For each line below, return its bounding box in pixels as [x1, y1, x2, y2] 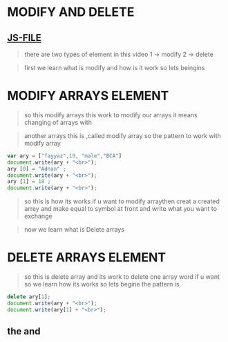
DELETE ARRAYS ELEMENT [7, 250, 167, 266]
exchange [23, 212, 53, 221]
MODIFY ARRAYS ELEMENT [7, 88, 169, 104]
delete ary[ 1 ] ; [7, 293, 51, 300]
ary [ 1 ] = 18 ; [7, 178, 51, 185]
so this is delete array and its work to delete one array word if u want [23, 273, 220, 281]
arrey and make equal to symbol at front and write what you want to [23, 205, 218, 213]
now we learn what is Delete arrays [23, 225, 124, 234]
